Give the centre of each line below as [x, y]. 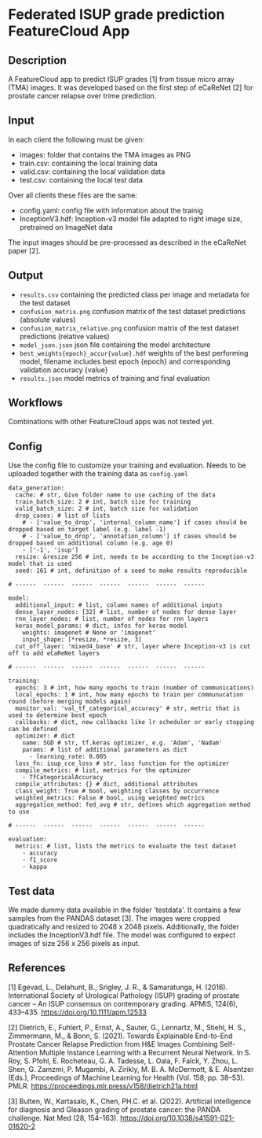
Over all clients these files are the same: [73, 195]
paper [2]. [24, 250]
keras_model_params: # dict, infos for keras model [102, 626]
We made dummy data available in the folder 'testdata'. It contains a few [125, 910]
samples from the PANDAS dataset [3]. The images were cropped [114, 918]
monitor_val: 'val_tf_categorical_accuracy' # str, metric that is [128, 709]
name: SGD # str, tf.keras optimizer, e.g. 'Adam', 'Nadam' [122, 743]
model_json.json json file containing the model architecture [115, 345]
